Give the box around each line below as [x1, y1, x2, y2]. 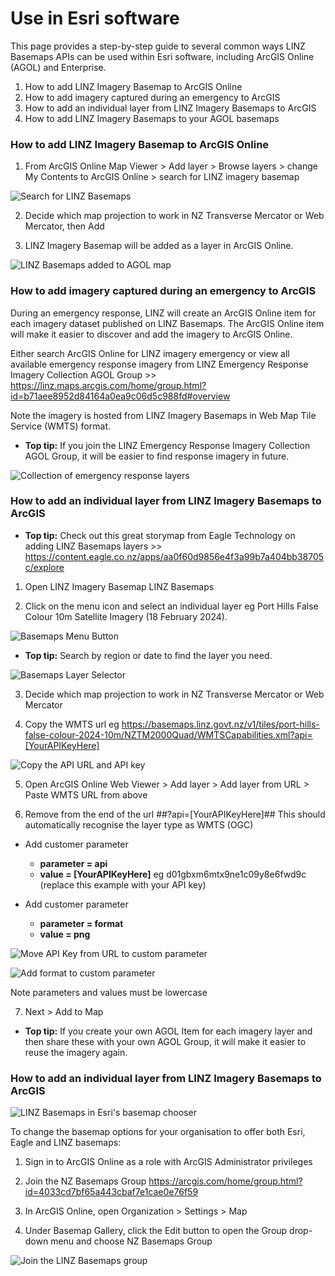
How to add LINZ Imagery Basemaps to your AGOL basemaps [24, 112, 280, 124]
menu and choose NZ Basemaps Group [50, 1235, 213, 1247]
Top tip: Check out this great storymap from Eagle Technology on [24, 529, 296, 541]
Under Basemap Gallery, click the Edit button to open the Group [24, 1225, 288, 1237]
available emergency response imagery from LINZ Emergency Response [10, 358, 309, 370]
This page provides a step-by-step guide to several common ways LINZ [10, 40, 306, 52]
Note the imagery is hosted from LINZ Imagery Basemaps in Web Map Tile [10, 409, 317, 421]
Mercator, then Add [24, 220, 105, 232]
